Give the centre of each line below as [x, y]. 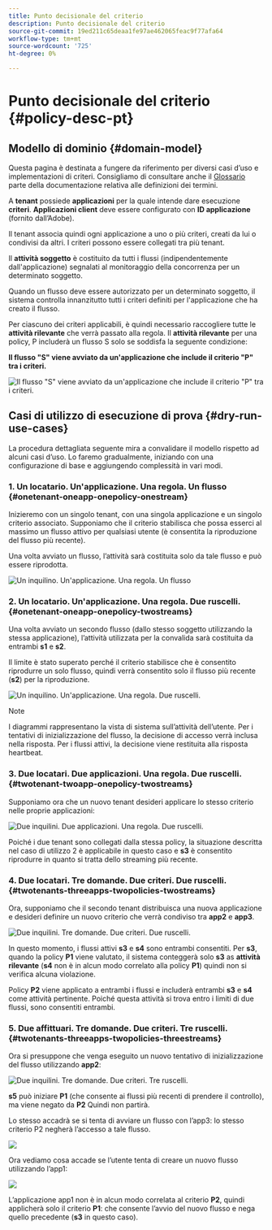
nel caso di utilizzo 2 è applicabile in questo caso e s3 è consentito [121, 850]
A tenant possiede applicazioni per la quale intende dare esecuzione [125, 201]
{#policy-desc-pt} [71, 118]
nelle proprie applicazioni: [52, 811]
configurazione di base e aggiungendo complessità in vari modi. [116, 465]
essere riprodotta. [39, 565]
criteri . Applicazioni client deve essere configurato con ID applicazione [130, 209]
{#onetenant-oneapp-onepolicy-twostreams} [101, 612]
